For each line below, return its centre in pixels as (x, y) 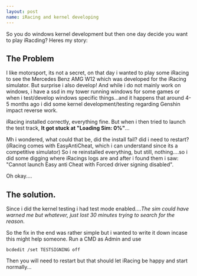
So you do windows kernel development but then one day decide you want (97, 34)
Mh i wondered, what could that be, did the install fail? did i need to (88, 140)
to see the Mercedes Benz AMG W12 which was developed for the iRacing (96, 79)
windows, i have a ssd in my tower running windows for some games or (93, 91)
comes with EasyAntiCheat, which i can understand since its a (103, 146)
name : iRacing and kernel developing (52, 17)
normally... (19, 267)
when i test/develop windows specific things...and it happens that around (95, 98)
